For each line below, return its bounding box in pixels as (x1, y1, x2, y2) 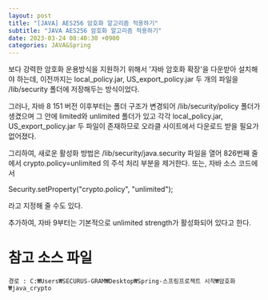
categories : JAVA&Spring (8, 42, 91, 50)
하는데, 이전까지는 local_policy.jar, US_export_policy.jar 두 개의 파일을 (16, 74, 238, 84)
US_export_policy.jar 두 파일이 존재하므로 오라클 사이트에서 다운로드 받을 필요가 (8, 122, 259, 131)
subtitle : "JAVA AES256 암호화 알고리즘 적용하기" (8, 26, 162, 34)
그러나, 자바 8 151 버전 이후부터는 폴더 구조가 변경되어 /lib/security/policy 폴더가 (8, 102, 261, 111)
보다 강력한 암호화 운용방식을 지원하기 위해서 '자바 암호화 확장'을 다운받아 (8, 65, 237, 74)
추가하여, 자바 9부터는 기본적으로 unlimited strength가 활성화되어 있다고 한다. (8, 218, 252, 228)
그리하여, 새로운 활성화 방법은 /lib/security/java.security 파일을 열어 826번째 (8, 149, 250, 158)
